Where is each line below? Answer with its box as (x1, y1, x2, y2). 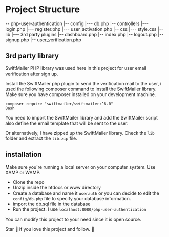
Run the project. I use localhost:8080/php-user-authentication (12, 206, 146, 212)
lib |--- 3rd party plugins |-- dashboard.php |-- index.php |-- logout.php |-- (5, 31, 164, 37)
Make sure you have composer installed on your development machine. (5, 91, 156, 98)
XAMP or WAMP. (5, 169, 41, 175)
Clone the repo (12, 179, 45, 185)
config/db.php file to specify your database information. (12, 195, 131, 201)
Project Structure (5, 4, 80, 15)
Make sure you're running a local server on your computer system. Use (5, 163, 156, 170)
